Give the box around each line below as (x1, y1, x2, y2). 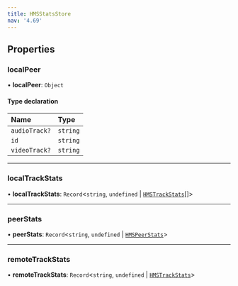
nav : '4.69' (7, 17, 42, 24)
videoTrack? (11, 146, 52, 155)
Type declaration (7, 97, 59, 105)
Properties (7, 43, 55, 55)
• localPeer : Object (7, 81, 64, 89)
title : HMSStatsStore (7, 10, 72, 18)
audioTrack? (11, 127, 52, 135)
